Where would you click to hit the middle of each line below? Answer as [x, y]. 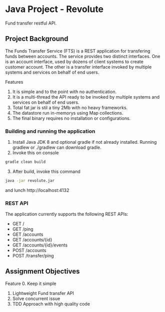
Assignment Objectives [42, 271]
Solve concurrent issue [36, 298]
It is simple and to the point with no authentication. [64, 92]
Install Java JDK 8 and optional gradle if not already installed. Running [84, 142]
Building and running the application [50, 131]
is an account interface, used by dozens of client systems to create [74, 62]
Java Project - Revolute [54, 9]
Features [14, 82]
